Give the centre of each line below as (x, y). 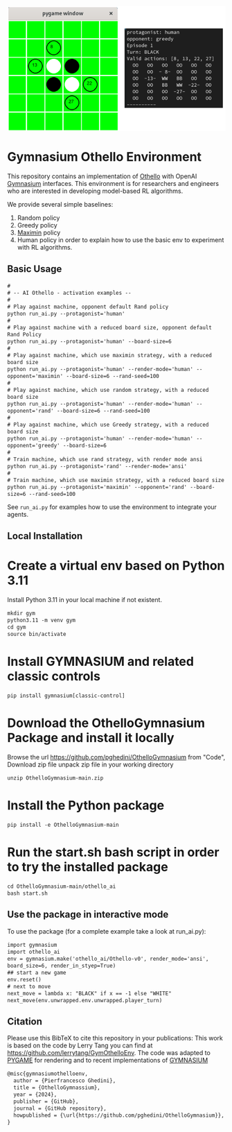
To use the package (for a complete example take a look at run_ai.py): (107, 931)
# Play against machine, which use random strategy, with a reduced (108, 390)
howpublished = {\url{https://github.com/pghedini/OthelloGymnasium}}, (119, 1115)
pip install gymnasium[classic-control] (66, 696)
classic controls (54, 677)
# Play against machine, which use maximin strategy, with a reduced (110, 355)
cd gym (17, 627)
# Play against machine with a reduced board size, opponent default (110, 327)
